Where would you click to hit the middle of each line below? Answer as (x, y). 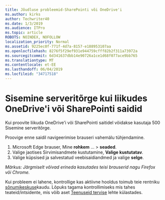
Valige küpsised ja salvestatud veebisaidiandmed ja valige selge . (78, 157)
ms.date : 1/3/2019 (24, 23)
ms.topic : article (24, 33)
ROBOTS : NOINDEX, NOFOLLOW (33, 38)
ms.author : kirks (23, 14)
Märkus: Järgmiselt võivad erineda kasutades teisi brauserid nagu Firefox (80, 167)
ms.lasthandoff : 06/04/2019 (34, 70)
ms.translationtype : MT (30, 60)
